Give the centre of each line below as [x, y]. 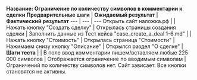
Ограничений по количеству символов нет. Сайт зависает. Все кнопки [96, 65]
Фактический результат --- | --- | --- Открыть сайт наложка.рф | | [91, 21]
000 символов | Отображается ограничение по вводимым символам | [96, 59]
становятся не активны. [36, 71]
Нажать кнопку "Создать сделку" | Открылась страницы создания [91, 27]
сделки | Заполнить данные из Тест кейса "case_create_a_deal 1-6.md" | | [99, 34]
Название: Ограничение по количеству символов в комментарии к [94, 9]
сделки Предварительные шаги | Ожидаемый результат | [82, 15]
